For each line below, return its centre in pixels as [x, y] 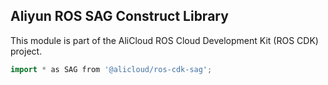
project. [26, 51]
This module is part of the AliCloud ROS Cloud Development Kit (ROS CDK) [164, 40]
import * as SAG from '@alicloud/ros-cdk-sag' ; [111, 69]
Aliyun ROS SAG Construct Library [119, 16]
